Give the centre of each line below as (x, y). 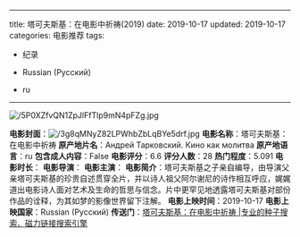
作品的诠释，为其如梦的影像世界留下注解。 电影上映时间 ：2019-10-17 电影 (145, 201)
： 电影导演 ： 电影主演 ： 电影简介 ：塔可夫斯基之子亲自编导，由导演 (157, 167)
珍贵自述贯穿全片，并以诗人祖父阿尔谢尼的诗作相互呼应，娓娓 (177, 178)
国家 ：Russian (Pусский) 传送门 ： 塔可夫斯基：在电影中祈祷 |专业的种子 (148, 212)
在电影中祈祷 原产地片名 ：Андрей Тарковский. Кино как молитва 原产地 (145, 145)
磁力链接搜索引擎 (56, 223)
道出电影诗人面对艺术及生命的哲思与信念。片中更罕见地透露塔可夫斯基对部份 (150, 190)
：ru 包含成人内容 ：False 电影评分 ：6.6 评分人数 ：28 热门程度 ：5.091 (146, 156)
